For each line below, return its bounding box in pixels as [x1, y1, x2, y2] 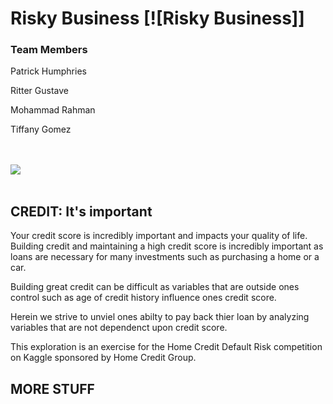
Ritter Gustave [10, 85, 69, 97]
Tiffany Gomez [10, 123, 72, 136]
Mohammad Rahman [10, 104, 96, 116]
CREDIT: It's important [10, 203, 153, 220]
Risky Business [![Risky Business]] [10, 7, 305, 30]
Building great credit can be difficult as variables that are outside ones [10, 281, 300, 293]
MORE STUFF [10, 380, 95, 397]
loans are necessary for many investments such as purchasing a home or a [10, 251, 320, 263]
